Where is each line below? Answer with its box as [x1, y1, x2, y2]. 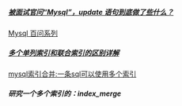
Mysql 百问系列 [8, 28, 58, 38]
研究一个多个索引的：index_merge [8, 89, 122, 98]
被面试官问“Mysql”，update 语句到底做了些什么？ [8, 7, 174, 16]
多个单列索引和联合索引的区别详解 [8, 48, 119, 57]
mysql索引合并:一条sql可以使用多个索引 [8, 69, 137, 79]
